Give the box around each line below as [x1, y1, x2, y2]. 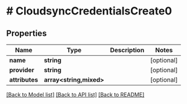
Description [110, 46, 145, 54]
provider [9, 66, 34, 74]
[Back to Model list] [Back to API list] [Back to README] [6, 91, 145, 98]
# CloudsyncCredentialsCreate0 [6, 4, 173, 18]
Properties [6, 28, 47, 38]
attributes [9, 76, 38, 84]
